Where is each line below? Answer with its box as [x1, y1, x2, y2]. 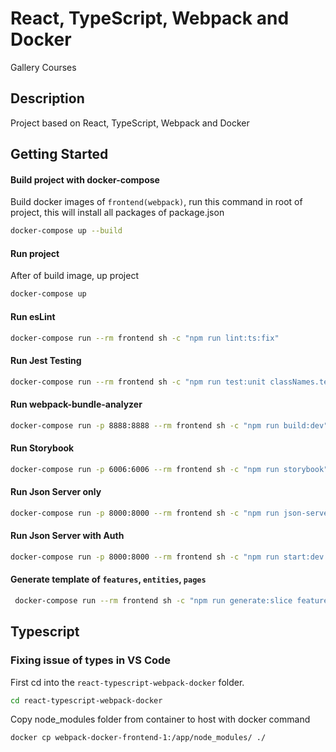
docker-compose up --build [10, 226, 123, 236]
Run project [10, 247, 60, 259]
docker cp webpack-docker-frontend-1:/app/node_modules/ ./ [10, 733, 267, 743]
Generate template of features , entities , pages [10, 573, 207, 586]
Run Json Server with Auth [10, 530, 125, 542]
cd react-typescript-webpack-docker [10, 695, 163, 706]
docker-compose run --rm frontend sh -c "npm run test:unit [10, 377, 267, 387]
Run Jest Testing [10, 354, 82, 366]
